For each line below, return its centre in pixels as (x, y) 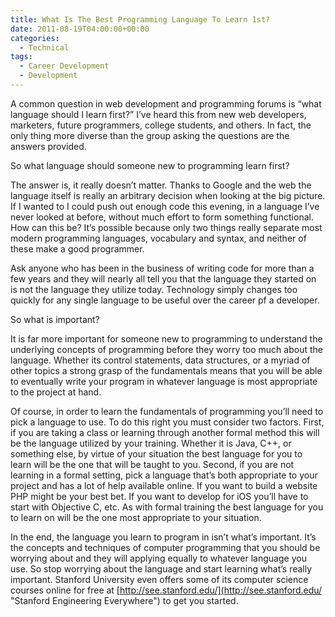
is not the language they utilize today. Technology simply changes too (154, 289)
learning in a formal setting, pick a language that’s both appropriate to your (164, 475)
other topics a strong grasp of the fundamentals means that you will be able (166, 370)
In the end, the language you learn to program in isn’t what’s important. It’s (163, 537)
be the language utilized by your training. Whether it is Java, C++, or (151, 443)
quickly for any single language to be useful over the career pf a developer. (165, 300)
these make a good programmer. (77, 248)
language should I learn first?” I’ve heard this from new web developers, (158, 114)
